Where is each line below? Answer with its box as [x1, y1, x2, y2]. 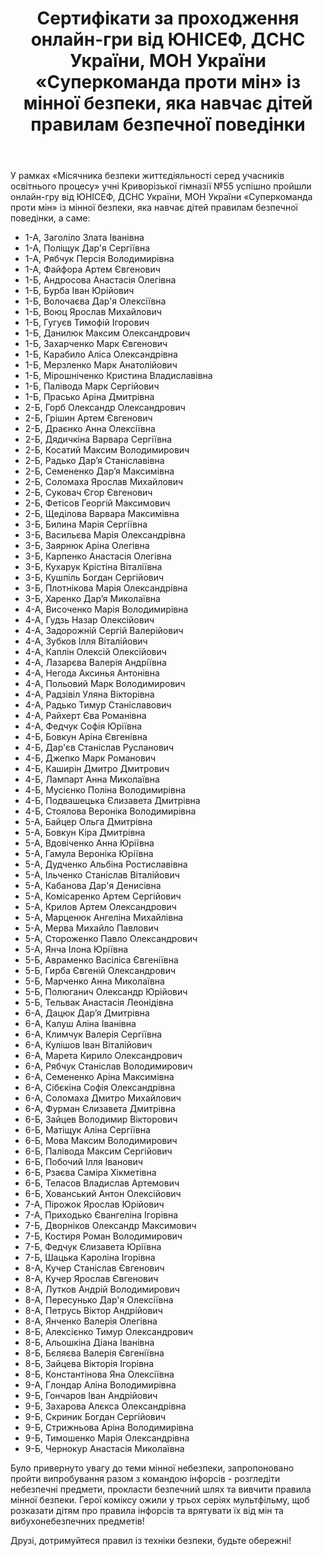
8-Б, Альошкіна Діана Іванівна [24, 1337, 155, 1349]
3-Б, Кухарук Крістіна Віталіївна [24, 561, 163, 573]
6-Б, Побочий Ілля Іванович [24, 1156, 143, 1168]
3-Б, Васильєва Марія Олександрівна [24, 529, 186, 541]
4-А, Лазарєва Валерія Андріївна [24, 657, 167, 669]
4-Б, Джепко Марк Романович [24, 752, 157, 764]
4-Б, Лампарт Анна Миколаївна [24, 773, 160, 786]
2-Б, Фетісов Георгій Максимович [24, 497, 171, 509]
